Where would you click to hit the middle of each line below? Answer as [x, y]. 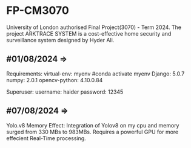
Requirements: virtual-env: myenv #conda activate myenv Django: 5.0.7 [95, 74]
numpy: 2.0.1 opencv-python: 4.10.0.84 [55, 80]
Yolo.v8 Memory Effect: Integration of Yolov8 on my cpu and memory [93, 125]
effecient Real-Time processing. [46, 138]
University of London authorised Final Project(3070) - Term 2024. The [94, 27]
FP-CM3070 [38, 11]
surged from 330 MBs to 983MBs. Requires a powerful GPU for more [92, 132]
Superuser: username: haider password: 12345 [65, 92]
